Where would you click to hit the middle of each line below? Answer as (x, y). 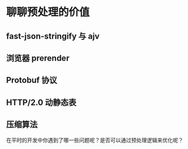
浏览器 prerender (38, 58)
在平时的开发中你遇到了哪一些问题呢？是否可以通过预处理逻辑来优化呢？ (95, 140)
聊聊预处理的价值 (48, 12)
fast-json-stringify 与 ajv (53, 36)
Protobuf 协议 (32, 80)
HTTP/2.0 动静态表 (41, 102)
